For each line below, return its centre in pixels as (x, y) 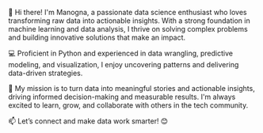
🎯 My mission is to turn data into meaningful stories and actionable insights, (131, 88)
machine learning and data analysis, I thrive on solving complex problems (128, 29)
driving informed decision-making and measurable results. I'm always (122, 97)
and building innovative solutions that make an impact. (97, 37)
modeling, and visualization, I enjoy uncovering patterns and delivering (124, 65)
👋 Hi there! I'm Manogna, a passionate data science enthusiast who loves (128, 12)
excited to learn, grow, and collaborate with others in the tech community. (128, 105)
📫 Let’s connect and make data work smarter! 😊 (88, 121)
